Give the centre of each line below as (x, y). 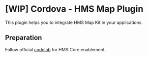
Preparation (24, 38)
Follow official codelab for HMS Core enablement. (56, 49)
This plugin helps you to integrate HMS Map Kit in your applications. (74, 22)
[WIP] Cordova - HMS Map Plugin (74, 9)
